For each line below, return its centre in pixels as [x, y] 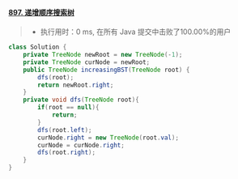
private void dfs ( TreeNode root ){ [81, 100]
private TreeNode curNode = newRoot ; [87, 62]
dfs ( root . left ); [65, 130]
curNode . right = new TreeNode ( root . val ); [108, 138]
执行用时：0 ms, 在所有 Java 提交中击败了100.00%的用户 [136, 32]
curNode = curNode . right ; [81, 145]
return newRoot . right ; [76, 85]
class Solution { [38, 47]
